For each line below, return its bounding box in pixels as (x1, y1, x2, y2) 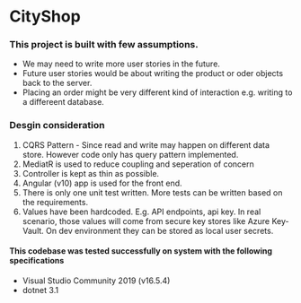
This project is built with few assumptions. (9, 39, 199, 51)
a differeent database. (22, 97, 105, 108)
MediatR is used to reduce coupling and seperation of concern (22, 159, 254, 169)
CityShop (9, 6, 81, 27)
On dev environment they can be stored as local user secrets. (46, 225, 274, 236)
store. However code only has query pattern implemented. (22, 149, 239, 160)
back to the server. (22, 78, 93, 89)
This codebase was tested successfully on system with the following (9, 246, 272, 256)
